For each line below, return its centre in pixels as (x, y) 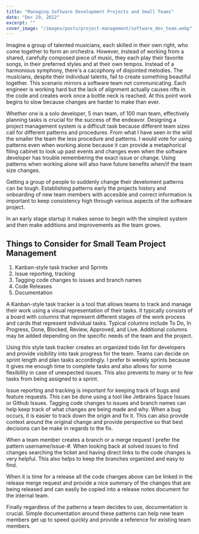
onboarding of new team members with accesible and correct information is (99, 194)
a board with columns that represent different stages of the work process (96, 317)
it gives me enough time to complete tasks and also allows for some (89, 366)
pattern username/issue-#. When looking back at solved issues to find (92, 446)
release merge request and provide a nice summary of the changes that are (99, 483)
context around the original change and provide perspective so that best (95, 422)
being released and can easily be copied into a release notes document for (98, 489)
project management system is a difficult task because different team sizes (98, 126)
